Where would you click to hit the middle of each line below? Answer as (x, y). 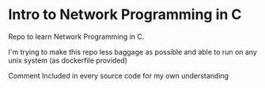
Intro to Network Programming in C (125, 15)
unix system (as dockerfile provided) (68, 60)
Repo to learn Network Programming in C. (76, 36)
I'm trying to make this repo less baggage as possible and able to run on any (132, 52)
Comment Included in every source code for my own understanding (119, 75)
